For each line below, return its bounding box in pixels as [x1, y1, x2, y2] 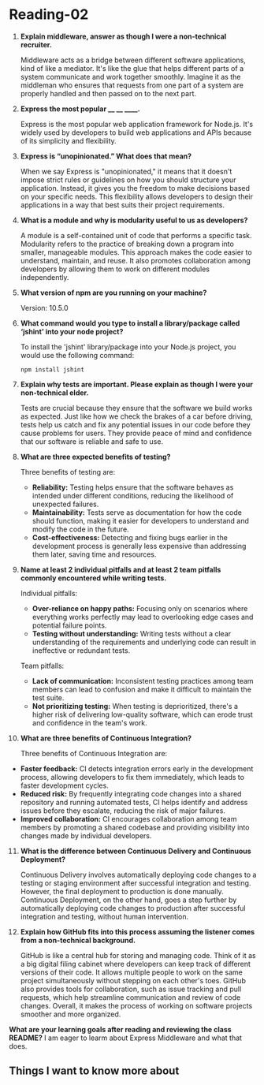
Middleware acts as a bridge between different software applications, [20, 55, 247, 65]
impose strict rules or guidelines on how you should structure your [20, 175, 236, 185]
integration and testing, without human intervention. [20, 912, 189, 921]
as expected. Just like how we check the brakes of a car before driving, [20, 412, 253, 421]
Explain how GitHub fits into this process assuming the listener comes [20, 927, 255, 936]
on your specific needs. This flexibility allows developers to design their [20, 192, 253, 201]
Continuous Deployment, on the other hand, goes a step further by [20, 895, 237, 904]
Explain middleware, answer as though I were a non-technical [20, 32, 227, 41]
